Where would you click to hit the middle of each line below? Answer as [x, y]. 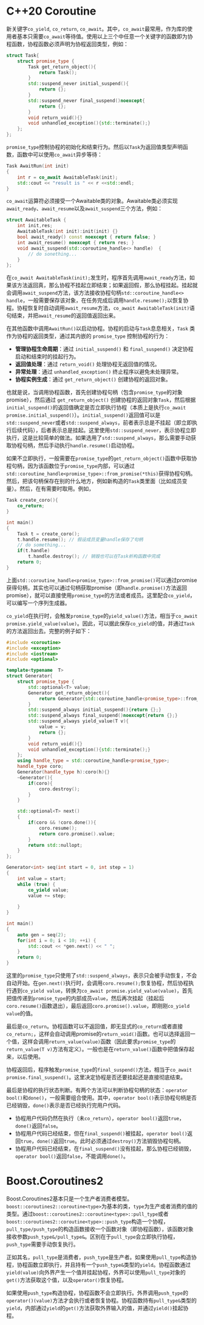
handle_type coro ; [40, 767]
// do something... [42, 545]
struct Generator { [29, 676]
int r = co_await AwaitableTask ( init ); [68, 177]
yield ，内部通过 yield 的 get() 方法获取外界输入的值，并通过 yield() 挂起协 [97, 1308]
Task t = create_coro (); [49, 534]
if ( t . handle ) [34, 551]
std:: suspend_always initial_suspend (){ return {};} [95, 710]
